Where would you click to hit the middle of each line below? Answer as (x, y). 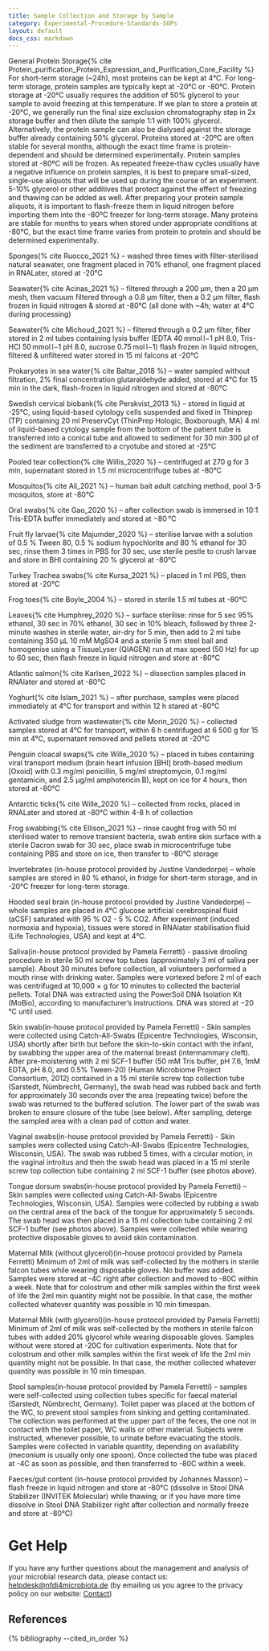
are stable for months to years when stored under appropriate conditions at (133, 223)
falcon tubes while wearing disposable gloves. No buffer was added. (122, 1270)
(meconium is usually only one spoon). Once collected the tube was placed (133, 1455)
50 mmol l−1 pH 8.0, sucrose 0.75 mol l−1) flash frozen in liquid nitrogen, (140, 347)
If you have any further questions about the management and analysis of (128, 1568)
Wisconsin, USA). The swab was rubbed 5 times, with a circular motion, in (130, 1153)
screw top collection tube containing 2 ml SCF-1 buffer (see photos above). (132, 1171)
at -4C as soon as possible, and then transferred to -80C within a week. (127, 1464)
